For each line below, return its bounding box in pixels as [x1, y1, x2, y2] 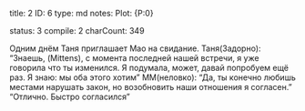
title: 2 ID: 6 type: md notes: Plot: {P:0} [9, 8, 154, 18]
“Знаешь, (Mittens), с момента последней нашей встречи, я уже [9, 53, 259, 63]
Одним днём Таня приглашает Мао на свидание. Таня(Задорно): [9, 43, 261, 54]
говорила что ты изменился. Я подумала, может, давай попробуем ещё [9, 63, 290, 73]
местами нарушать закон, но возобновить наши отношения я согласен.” [9, 82, 293, 92]
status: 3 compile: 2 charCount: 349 [9, 25, 145, 35]
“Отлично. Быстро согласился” [9, 91, 130, 102]
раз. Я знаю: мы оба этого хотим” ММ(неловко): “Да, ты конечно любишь [9, 72, 296, 83]
